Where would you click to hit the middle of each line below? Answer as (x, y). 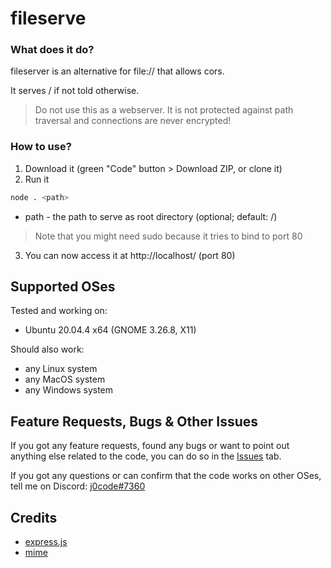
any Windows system (69, 390)
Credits (34, 517)
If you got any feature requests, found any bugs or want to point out (150, 446)
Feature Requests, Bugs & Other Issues (134, 421)
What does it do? (52, 50)
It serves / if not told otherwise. (75, 91)
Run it (37, 179)
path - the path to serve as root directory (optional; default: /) (151, 216)
